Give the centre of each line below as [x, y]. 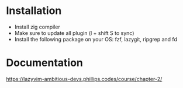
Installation [34, 11]
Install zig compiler [37, 27]
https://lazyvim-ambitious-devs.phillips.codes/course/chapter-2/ [84, 79]
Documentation [45, 63]
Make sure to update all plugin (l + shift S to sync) [74, 33]
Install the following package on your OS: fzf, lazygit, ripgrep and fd [96, 39]
